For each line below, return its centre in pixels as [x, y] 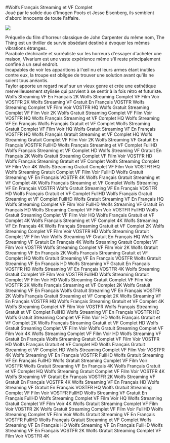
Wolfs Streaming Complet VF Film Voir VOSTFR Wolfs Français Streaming [82, 307]
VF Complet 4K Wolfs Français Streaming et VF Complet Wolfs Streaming [82, 183]
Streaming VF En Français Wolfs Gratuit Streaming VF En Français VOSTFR [83, 290]
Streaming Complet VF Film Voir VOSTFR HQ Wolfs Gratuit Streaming [77, 107]
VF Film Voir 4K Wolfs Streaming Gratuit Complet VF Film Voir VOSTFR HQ [83, 167]
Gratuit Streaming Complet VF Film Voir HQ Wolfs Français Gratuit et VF [80, 215]
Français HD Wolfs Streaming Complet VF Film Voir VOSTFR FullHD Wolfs [82, 210]
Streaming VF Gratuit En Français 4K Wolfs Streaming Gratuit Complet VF [82, 242]
